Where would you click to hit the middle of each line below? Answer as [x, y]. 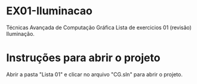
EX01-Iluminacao [49, 11]
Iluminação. [20, 33]
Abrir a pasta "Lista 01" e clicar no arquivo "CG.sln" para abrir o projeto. [95, 74]
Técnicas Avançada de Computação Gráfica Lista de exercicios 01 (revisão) [99, 27]
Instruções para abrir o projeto [83, 58]
